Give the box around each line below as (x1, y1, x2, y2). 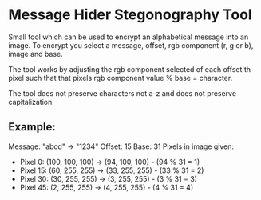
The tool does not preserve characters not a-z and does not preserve (8, 88, 237, 98)
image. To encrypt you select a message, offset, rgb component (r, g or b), (8, 40, 254, 50)
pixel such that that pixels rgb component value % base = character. (8, 73, 233, 82)
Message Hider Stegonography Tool (8, 6, 253, 24)
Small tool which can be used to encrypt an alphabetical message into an (8, 32, 249, 42)
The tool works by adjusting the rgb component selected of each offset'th (8, 64, 251, 74)
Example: (8, 120, 56, 134)
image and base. (8, 49, 63, 58)
